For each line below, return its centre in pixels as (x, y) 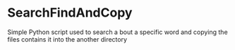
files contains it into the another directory (67, 39)
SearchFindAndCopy (70, 13)
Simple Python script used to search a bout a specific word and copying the (117, 32)
